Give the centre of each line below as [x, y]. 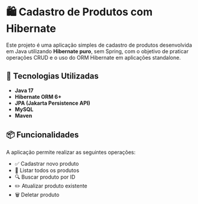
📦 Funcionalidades [43, 135]
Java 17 [24, 90]
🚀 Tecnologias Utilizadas [52, 76]
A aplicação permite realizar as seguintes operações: [71, 152]
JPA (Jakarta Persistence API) [52, 103]
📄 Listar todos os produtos [47, 170]
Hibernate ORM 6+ [38, 96]
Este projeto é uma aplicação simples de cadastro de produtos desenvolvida [99, 45]
